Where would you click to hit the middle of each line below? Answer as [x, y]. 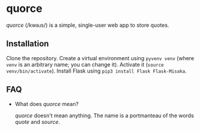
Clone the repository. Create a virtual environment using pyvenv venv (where [100, 58]
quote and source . [37, 121]
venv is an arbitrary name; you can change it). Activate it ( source [85, 64]
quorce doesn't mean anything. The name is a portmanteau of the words [104, 116]
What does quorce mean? [47, 104]
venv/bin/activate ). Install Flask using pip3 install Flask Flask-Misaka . [96, 71]
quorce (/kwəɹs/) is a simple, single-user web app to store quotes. [88, 25]
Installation [28, 44]
